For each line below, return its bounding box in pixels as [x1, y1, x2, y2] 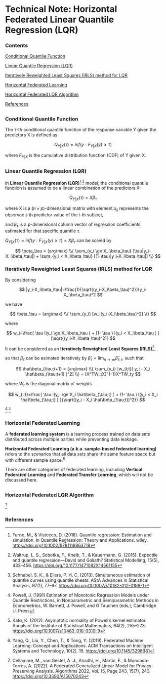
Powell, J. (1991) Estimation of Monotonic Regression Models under [12, 592, 150, 598]
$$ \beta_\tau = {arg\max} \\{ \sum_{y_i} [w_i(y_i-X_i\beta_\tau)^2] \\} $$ [9, 311, 157, 317]
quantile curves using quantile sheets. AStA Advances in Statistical [12, 577, 149, 583]
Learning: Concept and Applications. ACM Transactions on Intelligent [12, 643, 153, 648]
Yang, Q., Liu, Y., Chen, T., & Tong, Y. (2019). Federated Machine [12, 637, 144, 643]
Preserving [12, 668, 35, 674]
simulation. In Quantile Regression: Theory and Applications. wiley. [12, 537, 148, 543]
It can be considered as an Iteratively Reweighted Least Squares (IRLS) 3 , [5, 345, 156, 352]
